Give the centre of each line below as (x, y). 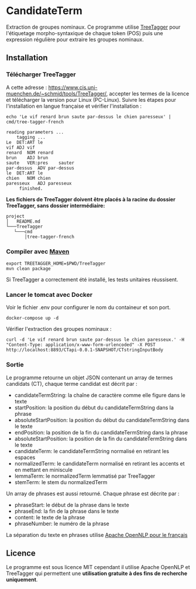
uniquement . (22, 580)
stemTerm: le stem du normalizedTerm (61, 482)
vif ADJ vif (20, 148)
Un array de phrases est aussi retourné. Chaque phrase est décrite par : (93, 494)
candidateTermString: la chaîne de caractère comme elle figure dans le (100, 395)
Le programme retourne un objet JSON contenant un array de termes (90, 377)
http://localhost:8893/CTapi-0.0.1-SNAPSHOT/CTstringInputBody (85, 350)
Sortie (15, 365)
